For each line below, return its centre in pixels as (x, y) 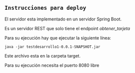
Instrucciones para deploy (45, 8)
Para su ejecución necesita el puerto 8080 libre (52, 65)
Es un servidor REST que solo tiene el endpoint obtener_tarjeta (67, 28)
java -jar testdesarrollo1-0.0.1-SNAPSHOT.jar (52, 47)
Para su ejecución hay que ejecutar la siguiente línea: (58, 38)
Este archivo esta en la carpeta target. (42, 55)
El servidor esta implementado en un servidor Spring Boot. (63, 19)
